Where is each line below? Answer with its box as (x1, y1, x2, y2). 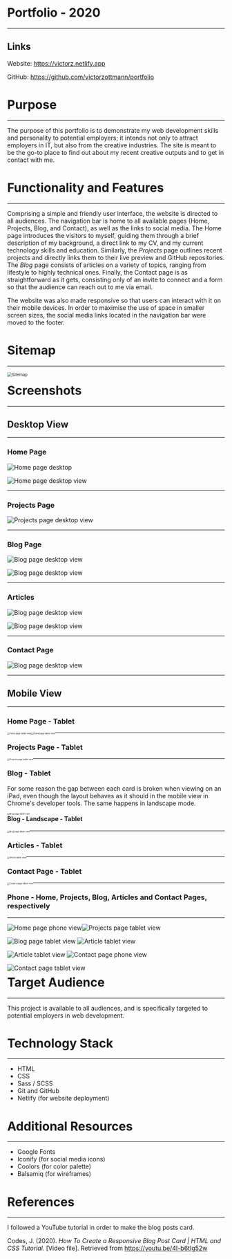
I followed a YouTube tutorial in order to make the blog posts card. (7, 1223, 195, 1232)
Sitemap (7, 342, 57, 358)
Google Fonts (17, 1148, 56, 1156)
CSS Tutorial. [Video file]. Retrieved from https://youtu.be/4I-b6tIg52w (7, 1244, 208, 1253)
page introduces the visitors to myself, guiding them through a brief (7, 231, 199, 239)
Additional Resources (7, 1119, 133, 1134)
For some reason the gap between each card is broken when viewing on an (7, 784, 222, 793)
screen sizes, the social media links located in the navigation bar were (7, 311, 206, 319)
